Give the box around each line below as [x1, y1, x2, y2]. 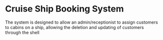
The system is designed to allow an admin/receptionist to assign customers [5, 19, 159, 25]
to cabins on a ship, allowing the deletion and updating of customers [5, 24, 144, 30]
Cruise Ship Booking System [5, 3, 124, 14]
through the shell [5, 29, 39, 35]
